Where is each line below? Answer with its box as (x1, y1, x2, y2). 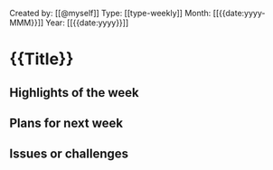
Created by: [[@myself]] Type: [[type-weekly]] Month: (9, 8, 212, 18)
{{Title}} (9, 49, 74, 70)
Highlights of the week (9, 85, 139, 100)
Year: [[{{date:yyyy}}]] (45, 17, 129, 28)
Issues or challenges (9, 146, 129, 162)
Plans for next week (9, 115, 124, 130)
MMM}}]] (9, 17, 44, 28)
